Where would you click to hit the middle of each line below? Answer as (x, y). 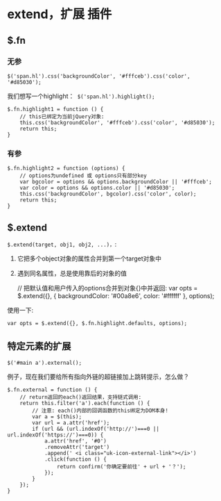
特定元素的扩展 (39, 346)
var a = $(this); (57, 417)
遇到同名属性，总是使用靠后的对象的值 (72, 273)
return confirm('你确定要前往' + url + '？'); (121, 466)
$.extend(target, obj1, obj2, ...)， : (62, 244)
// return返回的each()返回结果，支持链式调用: (81, 397)
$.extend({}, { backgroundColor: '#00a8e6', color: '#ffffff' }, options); (116, 295)
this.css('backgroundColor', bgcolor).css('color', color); (108, 194)
